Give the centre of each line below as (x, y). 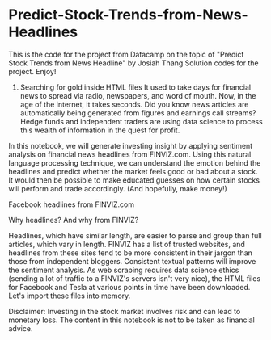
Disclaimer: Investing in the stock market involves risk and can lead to (125, 311)
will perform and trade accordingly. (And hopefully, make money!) (118, 188)
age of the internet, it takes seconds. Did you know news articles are (134, 104)
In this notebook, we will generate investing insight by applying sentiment (131, 145)
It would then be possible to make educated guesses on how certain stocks (134, 180)
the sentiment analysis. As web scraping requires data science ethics (124, 270)
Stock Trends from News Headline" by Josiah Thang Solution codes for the (133, 63)
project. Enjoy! (32, 71)
